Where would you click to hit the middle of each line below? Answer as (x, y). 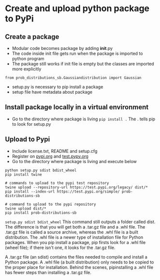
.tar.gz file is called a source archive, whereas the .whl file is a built (72, 232)
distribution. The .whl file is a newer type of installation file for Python (74, 237)
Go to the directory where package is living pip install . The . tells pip (84, 119)
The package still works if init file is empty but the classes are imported (83, 64)
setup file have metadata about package (52, 92)
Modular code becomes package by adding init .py (62, 48)
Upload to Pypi (28, 140)
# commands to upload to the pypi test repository (57, 183)
